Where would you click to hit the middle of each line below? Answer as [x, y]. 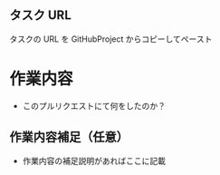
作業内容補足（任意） [69, 137]
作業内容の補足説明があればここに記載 [94, 160]
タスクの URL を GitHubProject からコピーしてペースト [111, 39]
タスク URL [41, 15]
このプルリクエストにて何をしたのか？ [94, 105]
